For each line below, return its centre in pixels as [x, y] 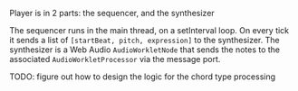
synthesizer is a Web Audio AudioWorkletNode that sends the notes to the [145, 50]
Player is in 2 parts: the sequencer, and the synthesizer [112, 13]
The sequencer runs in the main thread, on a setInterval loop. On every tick [149, 30]
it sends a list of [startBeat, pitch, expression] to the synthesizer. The [144, 40]
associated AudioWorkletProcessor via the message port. [115, 59]
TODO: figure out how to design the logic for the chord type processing [143, 77]
